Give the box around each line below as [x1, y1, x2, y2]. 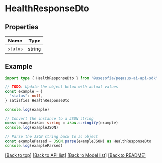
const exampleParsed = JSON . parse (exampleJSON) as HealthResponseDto [5, 139, 152, 144]
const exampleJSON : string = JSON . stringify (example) [5, 121, 119, 125]
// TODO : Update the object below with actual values [5, 84, 119, 89]
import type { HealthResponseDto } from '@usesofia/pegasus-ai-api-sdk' [5, 75, 158, 81]
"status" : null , [9, 93, 43, 99]
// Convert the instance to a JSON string [5, 116, 94, 121]
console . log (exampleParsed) [5, 143, 63, 148]
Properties [5, 23, 39, 31]
